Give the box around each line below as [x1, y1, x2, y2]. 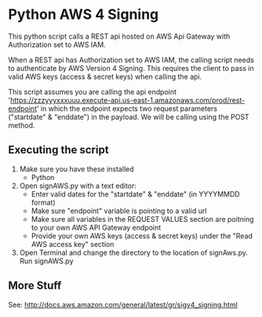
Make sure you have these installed [19, 164, 134, 174]
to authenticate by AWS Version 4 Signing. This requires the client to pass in [8, 63, 255, 72]
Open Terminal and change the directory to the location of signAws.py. [19, 248, 249, 257]
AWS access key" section [31, 239, 115, 249]
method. [8, 120, 35, 130]
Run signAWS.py [19, 256, 74, 265]
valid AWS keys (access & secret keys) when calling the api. [8, 72, 202, 81]
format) [31, 197, 56, 207]
